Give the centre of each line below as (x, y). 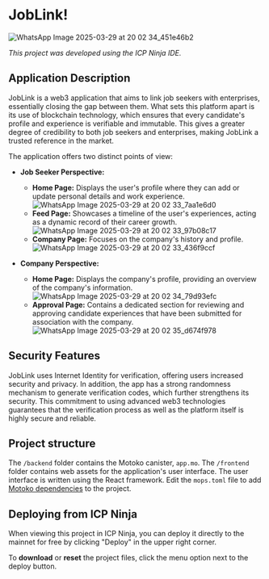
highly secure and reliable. (53, 418)
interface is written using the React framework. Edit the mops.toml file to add (135, 480)
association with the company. (83, 321)
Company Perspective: (59, 263)
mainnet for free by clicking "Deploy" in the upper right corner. (112, 542)
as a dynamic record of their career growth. (105, 222)
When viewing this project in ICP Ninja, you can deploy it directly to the (126, 534)
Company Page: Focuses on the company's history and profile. (138, 239)
